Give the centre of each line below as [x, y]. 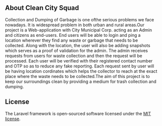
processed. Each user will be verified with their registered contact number [79, 61]
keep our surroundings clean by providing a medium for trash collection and [81, 81]
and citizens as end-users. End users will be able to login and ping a [73, 35]
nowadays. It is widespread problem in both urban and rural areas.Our [75, 25]
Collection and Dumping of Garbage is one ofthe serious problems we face [80, 19]
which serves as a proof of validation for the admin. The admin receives [77, 50]
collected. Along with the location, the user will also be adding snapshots [78, 45]
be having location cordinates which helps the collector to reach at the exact [81, 71]
